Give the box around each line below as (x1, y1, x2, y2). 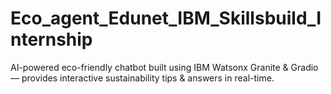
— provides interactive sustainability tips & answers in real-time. (10, 72, 275, 84)
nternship (10, 28, 93, 51)
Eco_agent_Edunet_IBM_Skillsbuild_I (10, 7, 322, 30)
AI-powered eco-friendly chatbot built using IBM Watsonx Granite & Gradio (10, 61, 319, 73)
